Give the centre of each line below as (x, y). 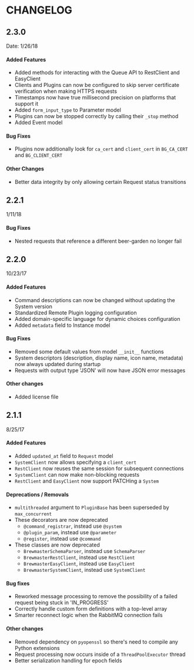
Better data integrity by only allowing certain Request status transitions (100, 182)
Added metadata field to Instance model (62, 325)
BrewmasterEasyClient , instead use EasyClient (79, 564)
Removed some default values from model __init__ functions (89, 351)
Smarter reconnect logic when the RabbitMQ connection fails (88, 615)
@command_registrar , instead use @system (73, 526)
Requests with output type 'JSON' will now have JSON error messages (100, 370)
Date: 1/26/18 (22, 46)
